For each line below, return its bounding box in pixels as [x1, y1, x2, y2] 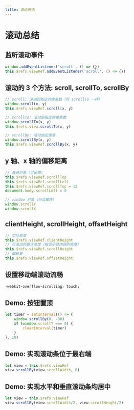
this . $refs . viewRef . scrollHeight [5, 246, 73, 252]
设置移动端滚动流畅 [5, 271, 63, 279]
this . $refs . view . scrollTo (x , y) [5, 124, 71, 129]
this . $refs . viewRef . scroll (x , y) [5, 106, 73, 111]
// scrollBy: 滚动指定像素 [5, 133, 56, 138]
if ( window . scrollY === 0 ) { [14, 321, 73, 327]
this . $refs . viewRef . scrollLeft [5, 179, 69, 184]
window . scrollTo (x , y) [5, 119, 51, 124]
